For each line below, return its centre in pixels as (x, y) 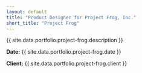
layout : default (27, 12)
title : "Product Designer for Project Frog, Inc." (71, 17)
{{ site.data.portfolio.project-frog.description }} (65, 40)
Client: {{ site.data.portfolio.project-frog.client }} (67, 63)
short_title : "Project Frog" (43, 23)
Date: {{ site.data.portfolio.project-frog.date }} (64, 52)
